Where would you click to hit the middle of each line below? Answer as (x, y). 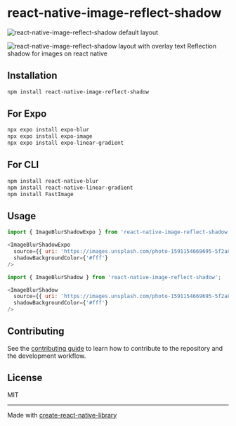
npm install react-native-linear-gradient (70, 188)
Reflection (202, 46)
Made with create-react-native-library (62, 415)
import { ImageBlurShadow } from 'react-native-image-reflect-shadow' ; (114, 277)
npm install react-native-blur (53, 181)
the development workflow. (47, 356)
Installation (32, 76)
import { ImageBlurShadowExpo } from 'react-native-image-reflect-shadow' (119, 232)
